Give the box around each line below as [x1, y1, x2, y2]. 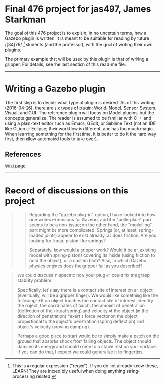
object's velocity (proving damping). [17, 324, 91, 329]
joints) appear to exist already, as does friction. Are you [44, 232, 157, 239]
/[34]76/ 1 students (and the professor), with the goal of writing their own [5, 40, 153, 47]
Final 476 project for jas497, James [5, 3, 151, 15]
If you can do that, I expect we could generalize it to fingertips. [17, 349, 144, 355]
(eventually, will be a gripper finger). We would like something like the [17, 292, 158, 298]
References [5, 150, 41, 158]
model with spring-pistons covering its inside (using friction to [29, 252, 155, 258]
